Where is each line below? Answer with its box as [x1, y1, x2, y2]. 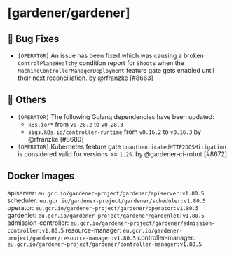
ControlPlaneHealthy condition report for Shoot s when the [17, 59, 184, 67]
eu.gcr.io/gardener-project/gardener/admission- [70, 219, 215, 227]
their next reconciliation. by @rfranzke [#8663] [17, 74, 154, 82]
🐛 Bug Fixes [7, 33, 60, 45]
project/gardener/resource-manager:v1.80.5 [7, 235, 137, 242]
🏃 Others [7, 94, 47, 106]
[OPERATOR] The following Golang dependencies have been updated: [17, 112, 215, 120]
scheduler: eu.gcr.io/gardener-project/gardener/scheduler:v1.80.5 [7, 196, 206, 205]
